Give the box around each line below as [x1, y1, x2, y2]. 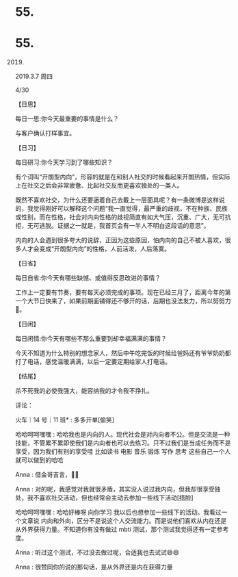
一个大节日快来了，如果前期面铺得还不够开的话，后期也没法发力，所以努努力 [15, 297, 231, 305]
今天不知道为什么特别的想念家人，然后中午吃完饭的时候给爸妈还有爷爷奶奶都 [15, 349, 231, 357]
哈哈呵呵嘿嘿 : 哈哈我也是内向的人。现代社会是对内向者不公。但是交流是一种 [15, 431, 230, 439]
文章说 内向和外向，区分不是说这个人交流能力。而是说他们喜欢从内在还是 [21, 517, 227, 525]
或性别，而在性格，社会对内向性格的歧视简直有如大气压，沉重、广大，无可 [15, 213, 225, 221]
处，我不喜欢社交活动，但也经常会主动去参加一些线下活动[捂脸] [15, 493, 194, 502]
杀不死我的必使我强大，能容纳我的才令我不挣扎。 [15, 387, 153, 395]
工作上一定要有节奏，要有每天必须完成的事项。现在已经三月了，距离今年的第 [15, 288, 231, 296]
